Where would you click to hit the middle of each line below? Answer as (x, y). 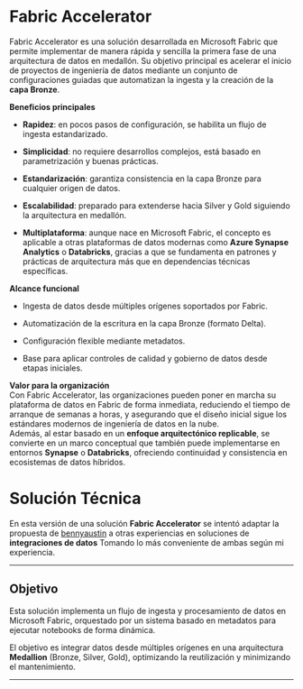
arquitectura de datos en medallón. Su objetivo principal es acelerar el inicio (150, 60)
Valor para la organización (60, 385)
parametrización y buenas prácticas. (91, 161)
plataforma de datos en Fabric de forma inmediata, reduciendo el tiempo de (150, 404)
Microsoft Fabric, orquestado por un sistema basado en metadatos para (143, 620)
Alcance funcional (44, 288)
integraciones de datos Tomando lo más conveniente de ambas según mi (147, 542)
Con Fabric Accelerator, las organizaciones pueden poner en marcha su (143, 395)
